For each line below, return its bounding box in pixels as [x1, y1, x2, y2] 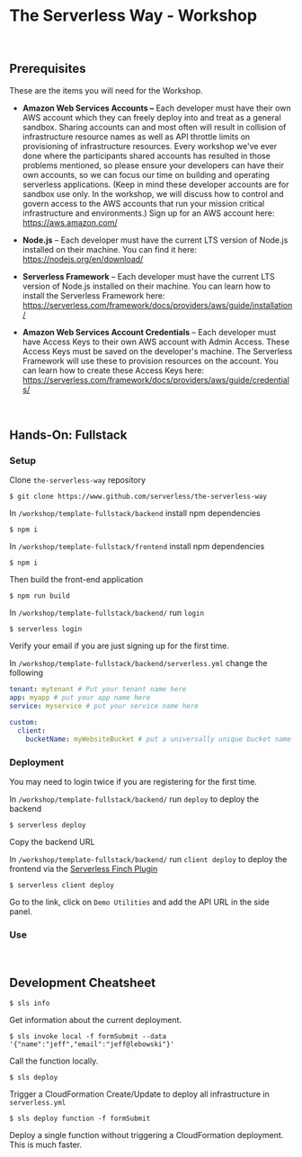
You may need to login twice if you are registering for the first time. [9, 776, 258, 787]
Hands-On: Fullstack [9, 428, 128, 443]
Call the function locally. [9, 1055, 99, 1066]
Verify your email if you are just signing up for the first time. [9, 640, 229, 652]
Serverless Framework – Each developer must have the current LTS [22, 271, 276, 281]
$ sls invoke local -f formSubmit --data [9, 1032, 167, 1041]
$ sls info [9, 999, 50, 1008]
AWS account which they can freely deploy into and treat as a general [22, 111, 281, 122]
